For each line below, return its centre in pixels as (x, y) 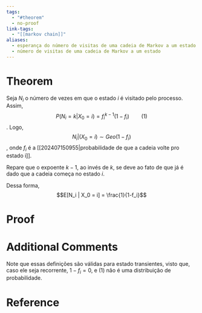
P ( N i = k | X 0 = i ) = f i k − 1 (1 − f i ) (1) (102, 116)
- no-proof (25, 23)
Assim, (15, 106)
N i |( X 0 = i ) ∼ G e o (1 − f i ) (102, 137)
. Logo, (15, 127)
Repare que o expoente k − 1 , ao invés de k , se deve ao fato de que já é (95, 167)
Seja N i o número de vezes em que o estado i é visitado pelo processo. (95, 99)
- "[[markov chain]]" (39, 35)
